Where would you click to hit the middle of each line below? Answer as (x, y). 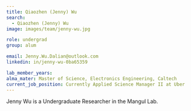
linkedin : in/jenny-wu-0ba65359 (47, 62)
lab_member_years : (29, 73)
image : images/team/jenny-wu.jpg (48, 29)
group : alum (21, 45)
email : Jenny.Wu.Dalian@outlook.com (52, 56)
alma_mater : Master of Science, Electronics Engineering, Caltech (92, 79)
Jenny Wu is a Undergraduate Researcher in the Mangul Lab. (82, 101)
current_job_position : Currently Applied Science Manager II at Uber (96, 84)
